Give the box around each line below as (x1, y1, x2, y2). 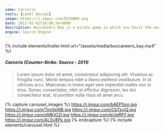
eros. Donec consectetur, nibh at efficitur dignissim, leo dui (17, 87, 136, 93)
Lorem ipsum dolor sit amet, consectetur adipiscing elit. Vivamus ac (17, 71, 154, 77)
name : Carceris (5, 7, 36, 12)
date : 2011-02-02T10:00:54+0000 (5, 20, 71, 26)
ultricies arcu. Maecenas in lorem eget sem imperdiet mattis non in (17, 82, 151, 87)
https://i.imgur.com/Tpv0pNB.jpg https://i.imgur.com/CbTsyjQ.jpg (5, 106, 136, 112)
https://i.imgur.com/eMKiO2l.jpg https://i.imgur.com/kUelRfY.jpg (5, 112, 134, 117)
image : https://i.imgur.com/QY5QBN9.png (5, 16, 89, 21)
